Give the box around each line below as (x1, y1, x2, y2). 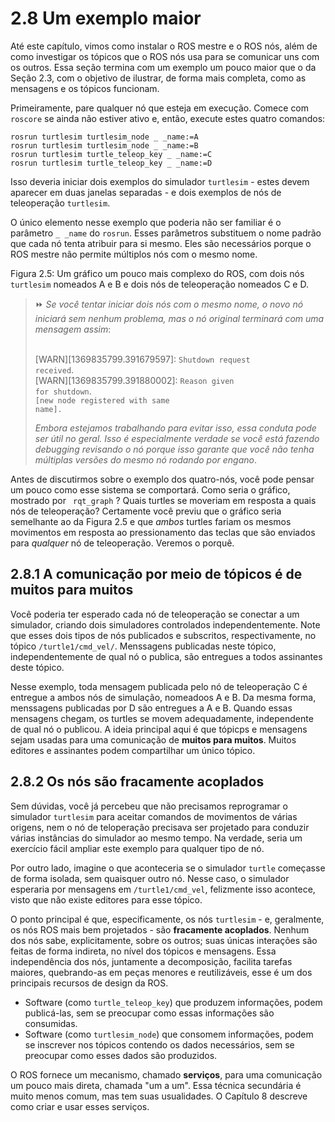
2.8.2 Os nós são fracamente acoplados (10, 773, 265, 791)
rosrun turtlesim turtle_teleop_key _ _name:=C (10, 149, 213, 159)
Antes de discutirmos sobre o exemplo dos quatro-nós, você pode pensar (10, 473, 315, 485)
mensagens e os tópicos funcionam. (10, 82, 160, 94)
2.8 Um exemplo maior (10, 7, 202, 30)
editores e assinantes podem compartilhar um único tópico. (10, 744, 256, 756)
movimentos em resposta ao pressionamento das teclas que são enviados (10, 526, 316, 538)
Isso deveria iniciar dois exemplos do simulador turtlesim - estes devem (10, 175, 310, 187)
